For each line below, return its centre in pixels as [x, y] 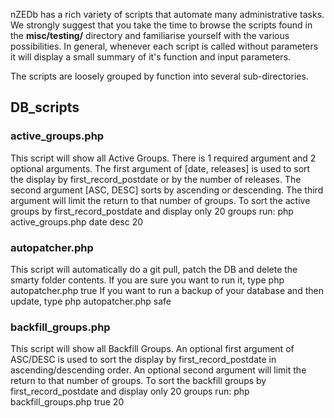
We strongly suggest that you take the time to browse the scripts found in [161, 25]
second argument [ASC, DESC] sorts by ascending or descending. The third [167, 190]
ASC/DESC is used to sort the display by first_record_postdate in [143, 360]
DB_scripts [45, 107]
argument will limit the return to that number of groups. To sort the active [160, 200]
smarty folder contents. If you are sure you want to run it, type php [147, 280]
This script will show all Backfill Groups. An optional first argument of [152, 349]
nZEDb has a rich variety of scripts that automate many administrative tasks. [167, 14]
